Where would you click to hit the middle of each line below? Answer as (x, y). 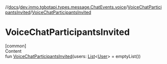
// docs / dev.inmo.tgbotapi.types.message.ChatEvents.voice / (67, 7)
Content (13, 51)
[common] (16, 46)
